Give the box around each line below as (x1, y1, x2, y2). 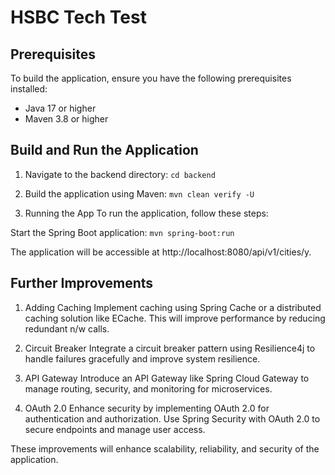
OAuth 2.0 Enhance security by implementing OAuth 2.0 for (24, 402, 270, 414)
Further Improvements (10, 275, 154, 292)
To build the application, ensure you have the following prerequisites (10, 72, 292, 84)
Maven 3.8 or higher (24, 113, 109, 125)
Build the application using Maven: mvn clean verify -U (24, 187, 255, 200)
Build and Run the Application (10, 142, 199, 159)
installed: (10, 83, 48, 95)
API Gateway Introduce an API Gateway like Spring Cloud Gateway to (24, 372, 310, 384)
